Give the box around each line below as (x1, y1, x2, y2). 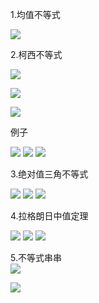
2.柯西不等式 (10, 49, 63, 60)
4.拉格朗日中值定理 (10, 210, 89, 222)
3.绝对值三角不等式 (10, 168, 89, 180)
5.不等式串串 (10, 252, 62, 263)
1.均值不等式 (10, 9, 61, 20)
